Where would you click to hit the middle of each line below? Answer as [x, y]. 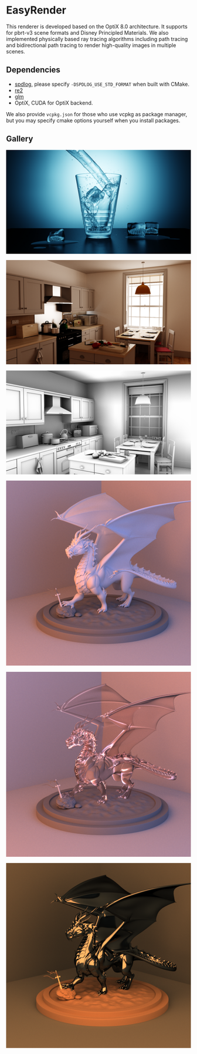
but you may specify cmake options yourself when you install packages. [93, 120]
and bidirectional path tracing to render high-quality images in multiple [91, 45]
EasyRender [36, 10]
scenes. [16, 51]
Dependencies [33, 70]
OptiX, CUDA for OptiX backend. [54, 103]
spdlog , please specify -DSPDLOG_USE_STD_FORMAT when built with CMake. [102, 84]
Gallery [20, 139]
